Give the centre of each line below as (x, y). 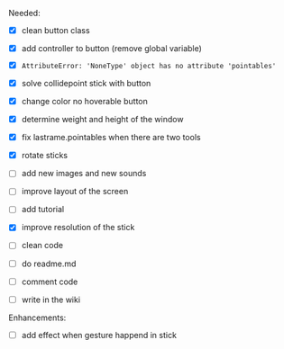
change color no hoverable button (84, 101)
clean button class (56, 30)
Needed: (25, 13)
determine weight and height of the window (102, 120)
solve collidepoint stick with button (86, 83)
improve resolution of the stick (78, 228)
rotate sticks (45, 156)
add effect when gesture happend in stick (99, 335)
